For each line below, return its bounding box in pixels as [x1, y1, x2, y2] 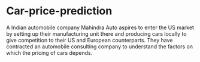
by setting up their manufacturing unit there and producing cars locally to [6, 30, 187, 37]
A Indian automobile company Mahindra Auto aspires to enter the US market [6, 24, 195, 31]
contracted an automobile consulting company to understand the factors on [6, 43, 193, 50]
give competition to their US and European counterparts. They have [6, 36, 173, 44]
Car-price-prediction [6, 4, 113, 18]
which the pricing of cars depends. [6, 49, 93, 56]
